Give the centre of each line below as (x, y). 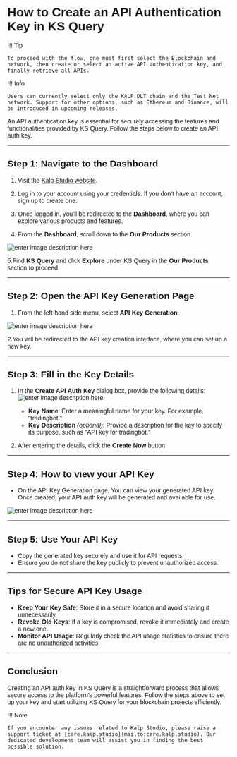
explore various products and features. (70, 221)
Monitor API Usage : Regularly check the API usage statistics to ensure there (123, 636)
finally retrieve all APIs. (49, 71)
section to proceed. (34, 267)
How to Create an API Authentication (114, 12)
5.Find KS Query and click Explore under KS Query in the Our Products (108, 260)
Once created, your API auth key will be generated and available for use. (117, 498)
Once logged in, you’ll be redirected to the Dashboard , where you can (114, 214)
